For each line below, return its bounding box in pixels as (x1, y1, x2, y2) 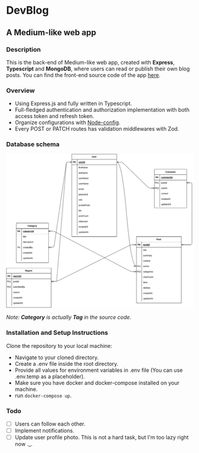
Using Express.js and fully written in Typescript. (14, 100, 132, 107)
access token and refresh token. (14, 113, 94, 120)
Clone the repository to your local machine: (6, 342, 113, 349)
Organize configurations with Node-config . (14, 119, 121, 126)
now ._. (14, 440, 33, 448)
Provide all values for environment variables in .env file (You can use (14, 366, 183, 374)
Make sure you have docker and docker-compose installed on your (14, 379, 180, 386)
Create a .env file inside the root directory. (14, 360, 119, 367)
